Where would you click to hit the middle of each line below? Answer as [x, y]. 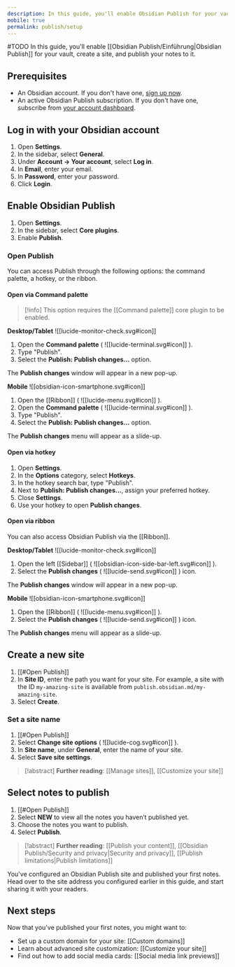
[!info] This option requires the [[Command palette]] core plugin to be [124, 310]
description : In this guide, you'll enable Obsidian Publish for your [112, 14]
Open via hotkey [31, 452]
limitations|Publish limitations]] [69, 860]
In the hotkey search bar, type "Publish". [76, 482]
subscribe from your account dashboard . [77, 108]
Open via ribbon [31, 521]
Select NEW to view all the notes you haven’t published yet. [103, 817]
